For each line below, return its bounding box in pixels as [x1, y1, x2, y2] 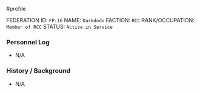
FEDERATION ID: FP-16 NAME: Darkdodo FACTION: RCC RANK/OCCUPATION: [6, 17, 195, 23]
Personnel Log [6, 38, 50, 46]
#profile [6, 5, 26, 12]
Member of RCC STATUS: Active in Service [6, 23, 113, 30]
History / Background [6, 67, 71, 75]
